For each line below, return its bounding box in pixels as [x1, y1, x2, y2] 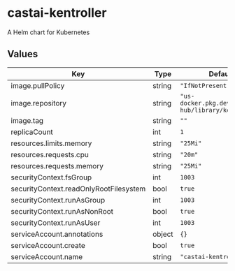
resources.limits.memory [10, 138, 92, 148]
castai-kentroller [7, 5, 107, 21]
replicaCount [10, 127, 54, 137]
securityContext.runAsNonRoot [10, 206, 114, 216]
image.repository [10, 98, 67, 108]
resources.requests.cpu [10, 149, 89, 159]
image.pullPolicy [10, 80, 65, 90]
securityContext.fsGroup [10, 173, 92, 182]
